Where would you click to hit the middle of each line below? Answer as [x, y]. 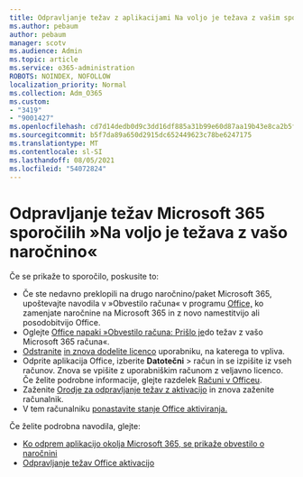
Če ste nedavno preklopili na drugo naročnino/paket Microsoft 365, [147, 294]
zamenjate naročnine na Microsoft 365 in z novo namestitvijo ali [141, 313]
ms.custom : [30, 101]
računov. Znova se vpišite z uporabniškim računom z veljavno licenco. [153, 371]
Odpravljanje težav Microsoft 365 [138, 213]
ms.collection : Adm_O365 [56, 93]
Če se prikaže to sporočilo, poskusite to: [84, 277]
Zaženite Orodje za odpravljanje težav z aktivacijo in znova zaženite [148, 390]
